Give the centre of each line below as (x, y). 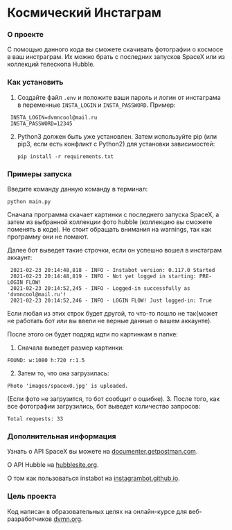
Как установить (35, 83)
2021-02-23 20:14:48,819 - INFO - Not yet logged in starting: (103, 276)
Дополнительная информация (62, 436)
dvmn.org (68, 519)
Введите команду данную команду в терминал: (78, 189)
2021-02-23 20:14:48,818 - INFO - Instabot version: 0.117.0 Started (113, 271)
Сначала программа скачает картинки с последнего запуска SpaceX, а (113, 215)
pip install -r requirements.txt (65, 156)
